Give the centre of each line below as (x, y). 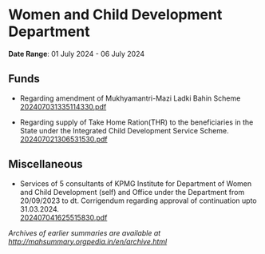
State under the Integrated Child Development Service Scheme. (124, 130)
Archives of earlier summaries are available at (85, 232)
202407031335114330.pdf (63, 106)
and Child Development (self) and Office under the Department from (132, 192)
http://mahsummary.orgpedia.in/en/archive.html (88, 241)
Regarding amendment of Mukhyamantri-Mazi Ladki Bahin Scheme (130, 98)
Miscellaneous (45, 164)
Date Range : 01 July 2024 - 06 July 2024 (77, 54)
